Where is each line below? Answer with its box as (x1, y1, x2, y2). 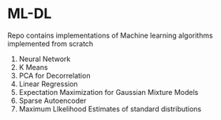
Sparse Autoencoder (18, 96, 87, 105)
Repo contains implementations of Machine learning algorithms (7, 31, 214, 40)
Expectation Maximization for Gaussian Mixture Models (18, 87, 199, 96)
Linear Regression (18, 79, 78, 89)
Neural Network (18, 54, 71, 64)
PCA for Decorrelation (18, 71, 91, 80)
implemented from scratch (7, 38, 94, 48)
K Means (18, 62, 48, 71)
